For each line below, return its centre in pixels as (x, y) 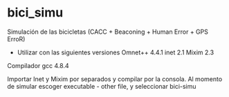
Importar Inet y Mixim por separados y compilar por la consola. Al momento (115, 79)
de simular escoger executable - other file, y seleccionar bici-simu (102, 86)
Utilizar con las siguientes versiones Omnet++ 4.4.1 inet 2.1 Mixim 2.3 (116, 52)
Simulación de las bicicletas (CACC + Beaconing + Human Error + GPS (108, 32)
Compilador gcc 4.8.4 (38, 65)
